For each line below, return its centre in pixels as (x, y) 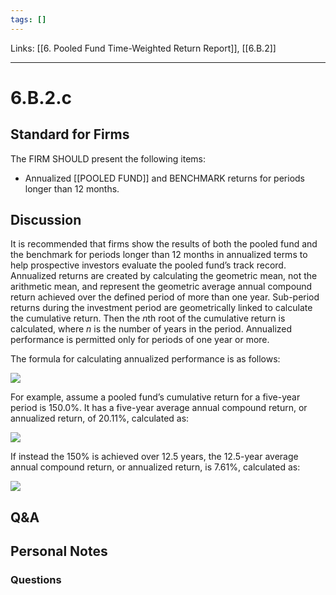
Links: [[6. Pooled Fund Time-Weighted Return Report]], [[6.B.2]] (143, 48)
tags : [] (28, 19)
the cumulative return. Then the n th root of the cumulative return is (148, 318)
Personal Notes (59, 551)
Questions (36, 580)
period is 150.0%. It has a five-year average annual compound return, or (159, 408)
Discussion (46, 220)
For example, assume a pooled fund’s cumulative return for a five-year (155, 397)
